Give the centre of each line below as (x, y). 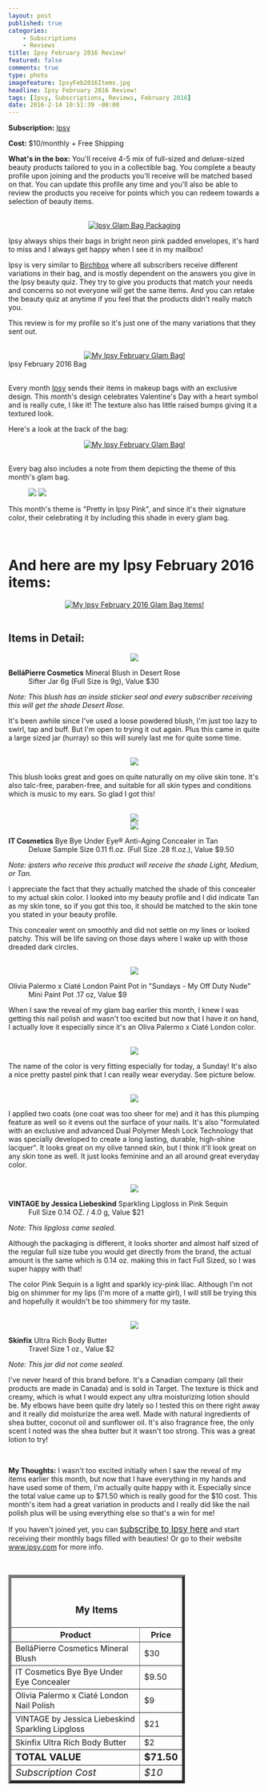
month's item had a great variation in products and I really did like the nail (129, 1504)
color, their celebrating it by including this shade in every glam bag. (119, 518)
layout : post (30, 16)
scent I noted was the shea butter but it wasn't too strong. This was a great (132, 1431)
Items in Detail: (46, 639)
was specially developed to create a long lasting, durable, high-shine (122, 1139)
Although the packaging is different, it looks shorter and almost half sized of (133, 1243)
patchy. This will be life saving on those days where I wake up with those (128, 938)
